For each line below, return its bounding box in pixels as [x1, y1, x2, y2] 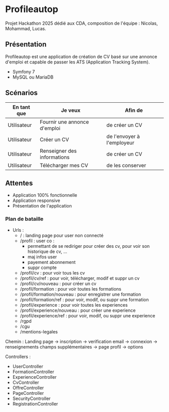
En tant [12, 103, 30, 110]
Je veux [61, 107, 80, 114]
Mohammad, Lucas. [5, 25, 46, 31]
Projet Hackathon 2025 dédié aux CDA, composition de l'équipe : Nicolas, [5, 20, 158, 26]
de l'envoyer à [106, 132, 140, 140]
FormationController [12, 369, 54, 375]
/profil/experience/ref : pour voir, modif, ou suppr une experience [20, 312, 155, 318]
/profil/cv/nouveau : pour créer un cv [20, 281, 97, 287]
